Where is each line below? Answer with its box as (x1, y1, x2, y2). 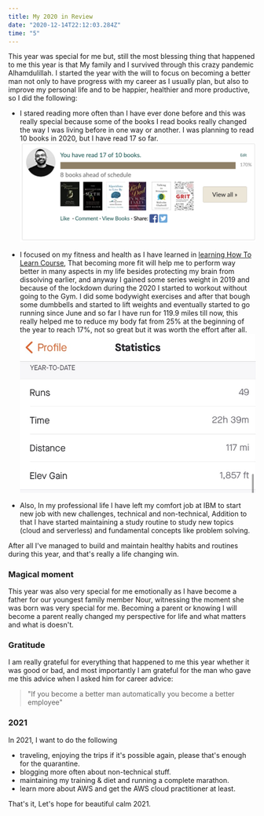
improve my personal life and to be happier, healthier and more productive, (8, 85, 250, 94)
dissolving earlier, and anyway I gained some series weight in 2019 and (19, 275, 250, 284)
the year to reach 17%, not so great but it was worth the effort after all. (19, 325, 247, 335)
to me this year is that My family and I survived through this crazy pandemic (8, 60, 254, 70)
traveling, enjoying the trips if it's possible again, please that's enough (19, 750, 247, 759)
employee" (27, 697, 63, 707)
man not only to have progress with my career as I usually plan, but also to (8, 77, 249, 86)
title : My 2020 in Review (8, 13, 93, 20)
